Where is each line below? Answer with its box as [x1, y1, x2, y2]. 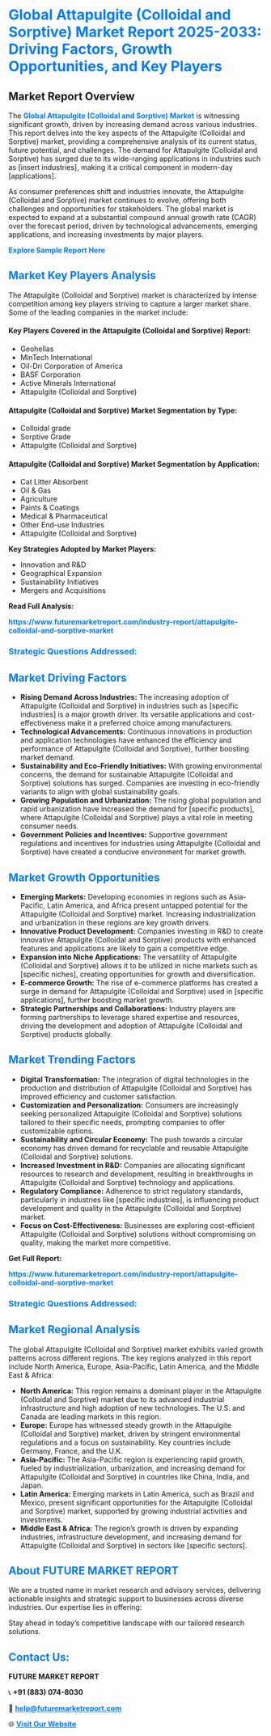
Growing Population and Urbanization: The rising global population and [19, 795, 261, 806]
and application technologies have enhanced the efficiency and [19, 735, 232, 745]
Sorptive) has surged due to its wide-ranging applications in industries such [8, 154, 261, 163]
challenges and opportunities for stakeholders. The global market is [8, 204, 234, 214]
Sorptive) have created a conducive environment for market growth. [19, 847, 247, 857]
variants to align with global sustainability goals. [19, 787, 180, 797]
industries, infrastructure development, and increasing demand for [19, 1531, 243, 1542]
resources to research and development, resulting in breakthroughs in [19, 1169, 253, 1179]
